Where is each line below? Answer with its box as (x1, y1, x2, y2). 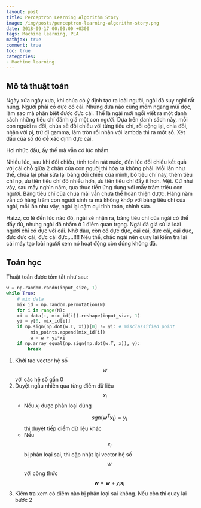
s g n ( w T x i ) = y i (92, 413, 127, 422)
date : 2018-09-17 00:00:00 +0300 (6, 25, 90, 32)
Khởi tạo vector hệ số (14, 357, 68, 364)
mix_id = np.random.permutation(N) (17, 301, 106, 307)
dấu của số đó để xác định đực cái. (6, 135, 93, 143)
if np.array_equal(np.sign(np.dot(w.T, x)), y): (17, 340, 141, 346)
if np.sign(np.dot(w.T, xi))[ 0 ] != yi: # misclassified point (17, 324, 175, 330)
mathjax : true (6, 37, 42, 43)
